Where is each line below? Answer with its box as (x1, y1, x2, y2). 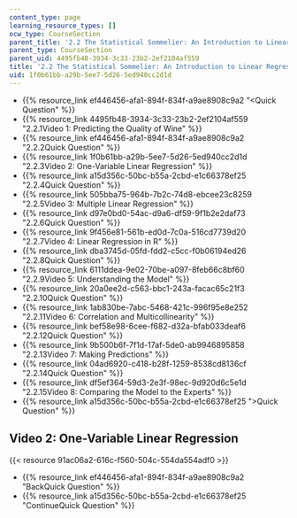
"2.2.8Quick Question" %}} (21, 254, 121, 266)
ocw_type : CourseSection (9, 29, 101, 38)
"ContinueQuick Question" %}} (21, 499, 135, 510)
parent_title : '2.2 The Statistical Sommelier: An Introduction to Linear (9, 37, 291, 47)
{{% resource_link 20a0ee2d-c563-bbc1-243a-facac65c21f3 (21, 282, 245, 293)
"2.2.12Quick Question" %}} (21, 329, 124, 341)
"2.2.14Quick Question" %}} (21, 367, 124, 378)
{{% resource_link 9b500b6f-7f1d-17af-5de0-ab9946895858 (21, 339, 245, 350)
